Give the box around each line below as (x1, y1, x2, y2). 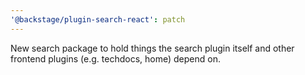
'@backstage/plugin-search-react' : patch (10, 14, 186, 25)
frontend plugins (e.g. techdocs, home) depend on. (10, 52, 221, 65)
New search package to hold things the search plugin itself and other (10, 42, 295, 54)
